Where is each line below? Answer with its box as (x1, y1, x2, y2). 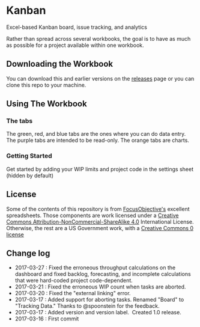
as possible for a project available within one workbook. (6, 41, 144, 49)
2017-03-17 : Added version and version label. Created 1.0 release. (14, 309, 181, 316)
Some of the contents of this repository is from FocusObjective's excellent (6, 205, 190, 212)
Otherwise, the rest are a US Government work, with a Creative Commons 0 (6, 224, 194, 231)
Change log (6, 248, 50, 258)
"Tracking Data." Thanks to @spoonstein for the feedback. (14, 302, 160, 310)
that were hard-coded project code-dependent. (14, 277, 133, 284)
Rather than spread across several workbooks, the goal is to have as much (6, 35, 191, 42)
